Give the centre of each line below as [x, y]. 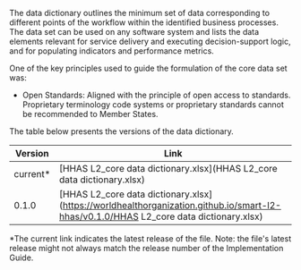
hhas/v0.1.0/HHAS [99, 216]
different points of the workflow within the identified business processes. [144, 22]
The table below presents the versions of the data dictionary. [122, 131]
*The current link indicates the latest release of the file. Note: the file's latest [150, 239]
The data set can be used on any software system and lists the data [134, 32]
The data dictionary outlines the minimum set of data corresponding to [140, 13]
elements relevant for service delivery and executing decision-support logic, [150, 41]
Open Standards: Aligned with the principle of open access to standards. [156, 95]
